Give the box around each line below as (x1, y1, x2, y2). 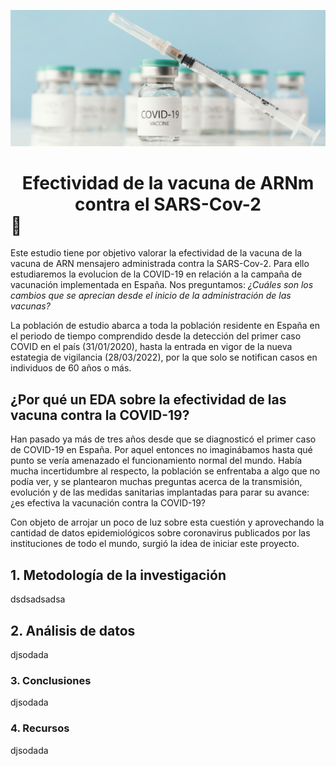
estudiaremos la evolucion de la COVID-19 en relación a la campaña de (10, 268, 303, 280)
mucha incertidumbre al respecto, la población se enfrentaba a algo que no (10, 465, 321, 477)
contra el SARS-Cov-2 (74, 193, 262, 215)
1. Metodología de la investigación (10, 566, 227, 584)
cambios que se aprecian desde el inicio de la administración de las (10, 290, 292, 302)
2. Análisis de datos (10, 622, 136, 639)
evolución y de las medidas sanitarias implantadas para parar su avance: (10, 486, 310, 499)
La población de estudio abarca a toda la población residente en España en (10, 320, 321, 332)
